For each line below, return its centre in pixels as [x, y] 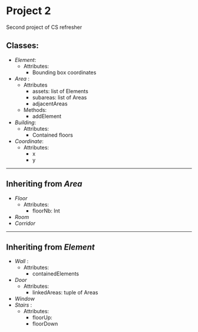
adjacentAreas [50, 104]
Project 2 [29, 11]
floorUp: [42, 318]
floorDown [45, 324]
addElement [47, 116]
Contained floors [53, 135]
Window [25, 299]
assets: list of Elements [60, 91]
